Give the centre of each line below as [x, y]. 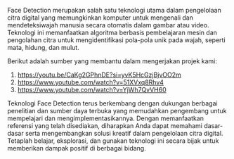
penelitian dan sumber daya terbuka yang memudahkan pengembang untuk [117, 111]
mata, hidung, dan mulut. [43, 47]
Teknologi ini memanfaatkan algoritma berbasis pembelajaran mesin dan [112, 32]
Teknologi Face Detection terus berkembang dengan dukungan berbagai [112, 103]
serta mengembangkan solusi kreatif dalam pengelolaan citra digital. [124, 133]
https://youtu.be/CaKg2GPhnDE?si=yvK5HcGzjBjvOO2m [99, 75]
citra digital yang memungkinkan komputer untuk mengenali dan [100, 18]
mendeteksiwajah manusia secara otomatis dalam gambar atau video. [108, 25]
